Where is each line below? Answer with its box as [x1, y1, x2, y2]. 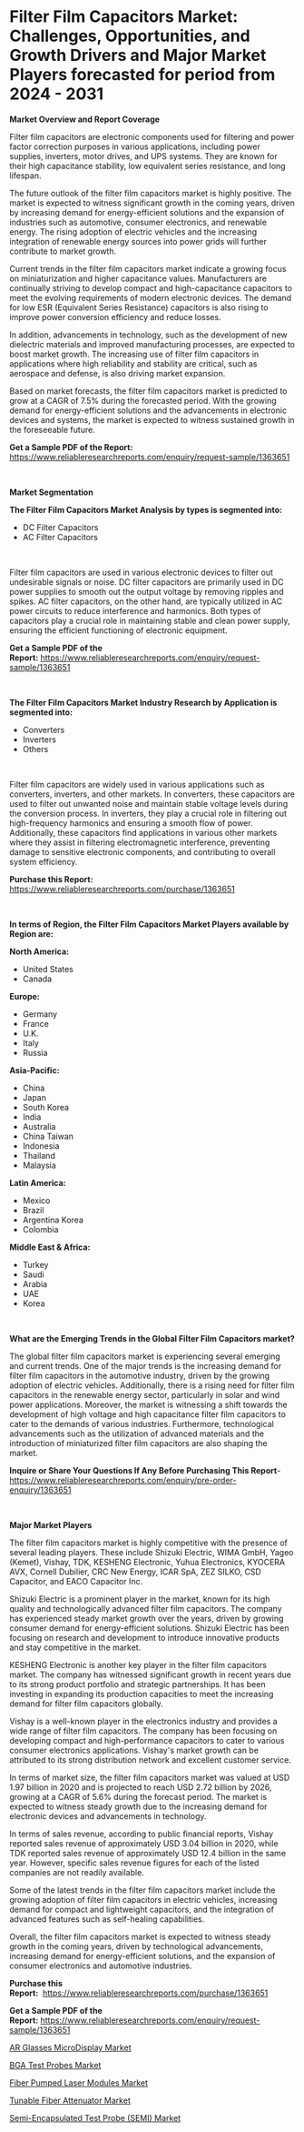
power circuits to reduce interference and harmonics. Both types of [9, 605, 261, 616]
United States [22, 963, 74, 974]
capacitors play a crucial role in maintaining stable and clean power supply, [9, 615, 290, 626]
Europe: [9, 991, 41, 1001]
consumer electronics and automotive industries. [9, 1960, 192, 1971]
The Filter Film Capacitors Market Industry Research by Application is [9, 697, 278, 708]
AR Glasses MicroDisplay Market [9, 2042, 132, 2053]
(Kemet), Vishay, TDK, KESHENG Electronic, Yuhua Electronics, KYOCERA [9, 1556, 286, 1567]
